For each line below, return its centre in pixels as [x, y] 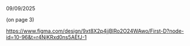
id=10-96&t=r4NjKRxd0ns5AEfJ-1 [46, 37]
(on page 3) [20, 20]
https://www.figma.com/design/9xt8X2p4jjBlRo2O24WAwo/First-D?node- [95, 31]
